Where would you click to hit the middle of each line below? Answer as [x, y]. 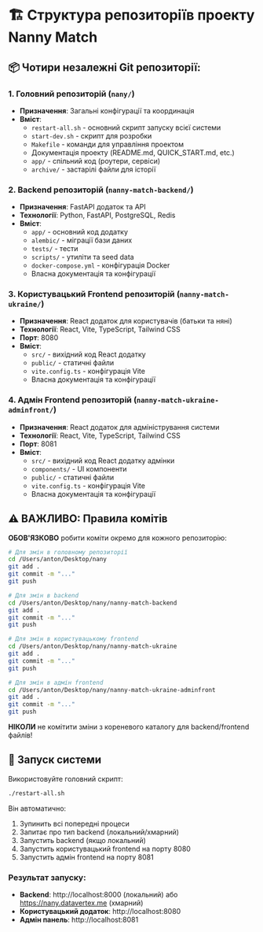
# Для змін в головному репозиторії [68, 552]
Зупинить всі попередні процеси [74, 823]
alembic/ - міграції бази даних [82, 240]
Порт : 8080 [39, 338]
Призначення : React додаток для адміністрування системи [119, 427]
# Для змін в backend [44, 595]
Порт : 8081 [38, 444]
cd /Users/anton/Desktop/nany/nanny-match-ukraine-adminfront [112, 690]
